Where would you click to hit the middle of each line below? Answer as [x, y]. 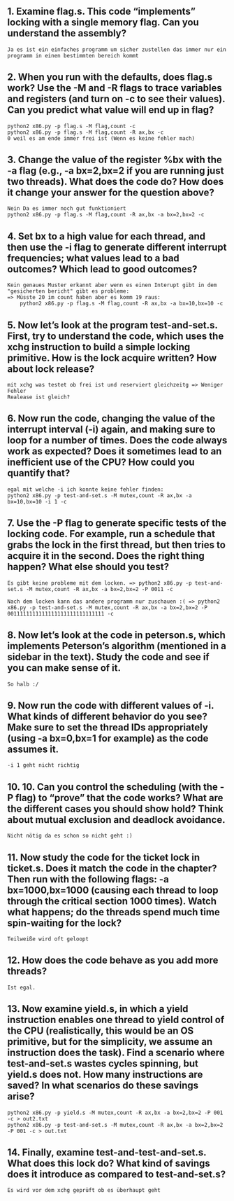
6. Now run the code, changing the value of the [111, 418]
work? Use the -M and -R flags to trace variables [115, 88]
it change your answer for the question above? [111, 193]
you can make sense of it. [64, 668]
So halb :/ [23, 684]
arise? [21, 1096]
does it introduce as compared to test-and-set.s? [117, 1174]
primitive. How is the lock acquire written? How [112, 357]
